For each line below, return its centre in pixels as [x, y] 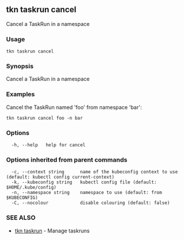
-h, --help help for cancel [48, 145]
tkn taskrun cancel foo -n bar [45, 118]
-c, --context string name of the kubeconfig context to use [95, 172]
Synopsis [20, 66]
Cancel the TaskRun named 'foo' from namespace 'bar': [74, 107]
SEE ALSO [21, 218]
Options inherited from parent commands [67, 160]
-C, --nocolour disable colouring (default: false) [91, 203]
